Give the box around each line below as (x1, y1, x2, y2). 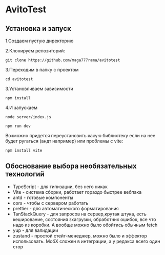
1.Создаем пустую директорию (5, 38, 74, 44)
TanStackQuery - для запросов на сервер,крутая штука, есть (12, 211, 147, 217)
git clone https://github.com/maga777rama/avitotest (5, 58, 120, 63)
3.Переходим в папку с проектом (5, 67, 79, 72)
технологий (5, 170, 45, 178)
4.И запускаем (5, 104, 37, 111)
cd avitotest (5, 77, 33, 82)
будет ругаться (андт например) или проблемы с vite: (5, 138, 123, 144)
